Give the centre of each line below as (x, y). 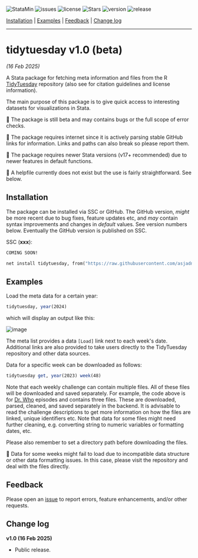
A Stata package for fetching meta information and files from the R (87, 77)
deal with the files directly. (38, 466)
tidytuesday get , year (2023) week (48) (54, 376)
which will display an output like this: (51, 318)
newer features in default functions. (49, 161)
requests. (18, 505)
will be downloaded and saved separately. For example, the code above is (96, 393)
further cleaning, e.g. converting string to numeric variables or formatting (95, 425)
